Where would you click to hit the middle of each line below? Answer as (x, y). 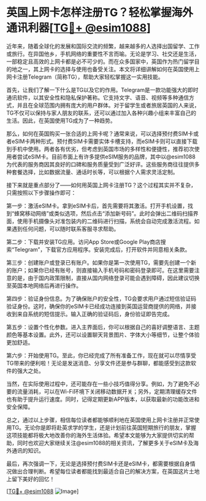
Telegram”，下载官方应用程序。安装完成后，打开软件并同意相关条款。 (102, 249)
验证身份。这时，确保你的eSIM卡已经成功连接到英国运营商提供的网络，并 (99, 306)
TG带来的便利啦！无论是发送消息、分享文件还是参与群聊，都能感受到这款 (99, 363)
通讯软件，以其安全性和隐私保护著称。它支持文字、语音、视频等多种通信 (97, 97)
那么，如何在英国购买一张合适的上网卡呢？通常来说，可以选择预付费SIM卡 (100, 133)
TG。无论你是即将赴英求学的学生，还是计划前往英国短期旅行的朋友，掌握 (104, 427)
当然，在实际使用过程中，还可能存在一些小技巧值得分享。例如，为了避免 (97, 384)
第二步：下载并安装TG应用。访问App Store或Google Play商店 (83, 242)
